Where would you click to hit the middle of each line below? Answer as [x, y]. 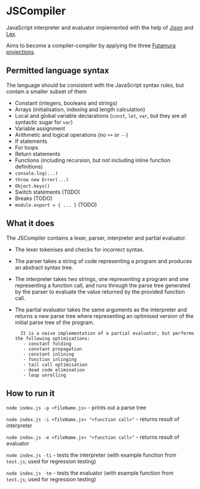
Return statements [38, 154]
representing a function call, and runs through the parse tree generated [103, 285]
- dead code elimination [54, 370]
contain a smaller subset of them [47, 91]
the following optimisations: [53, 338]
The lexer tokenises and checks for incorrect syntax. [79, 249]
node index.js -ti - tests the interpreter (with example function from [91, 455]
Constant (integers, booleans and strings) [66, 103]
